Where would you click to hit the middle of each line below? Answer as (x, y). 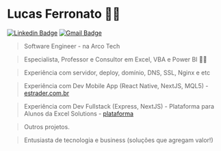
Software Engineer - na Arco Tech (72, 46)
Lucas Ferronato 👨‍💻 (64, 14)
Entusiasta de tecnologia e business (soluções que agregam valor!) (118, 140)
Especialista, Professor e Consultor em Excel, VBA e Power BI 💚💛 (115, 59)
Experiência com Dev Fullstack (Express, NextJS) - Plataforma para (119, 106)
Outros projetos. (47, 126)
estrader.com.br (47, 93)
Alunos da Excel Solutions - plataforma (79, 113)
